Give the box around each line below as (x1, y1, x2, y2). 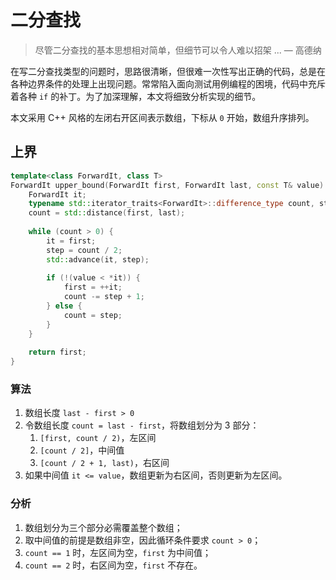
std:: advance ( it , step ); (46, 254, 150, 265)
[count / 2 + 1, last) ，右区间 (39, 457, 170, 469)
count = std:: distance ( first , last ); (28, 208, 186, 218)
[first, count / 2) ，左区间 (39, 432, 157, 444)
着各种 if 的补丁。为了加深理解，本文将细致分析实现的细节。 (10, 90, 262, 102)
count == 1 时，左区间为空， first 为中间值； (24, 546, 212, 558)
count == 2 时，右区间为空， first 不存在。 (24, 559, 203, 571)
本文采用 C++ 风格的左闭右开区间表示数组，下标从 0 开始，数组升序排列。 (10, 111, 315, 123)
